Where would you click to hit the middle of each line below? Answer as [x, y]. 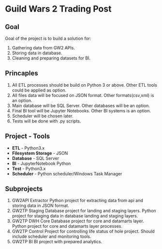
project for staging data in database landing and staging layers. [75, 216]
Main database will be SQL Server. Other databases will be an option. [81, 106]
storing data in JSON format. [40, 206]
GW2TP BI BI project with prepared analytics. [57, 242]
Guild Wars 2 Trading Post [58, 9]
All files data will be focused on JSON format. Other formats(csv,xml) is [83, 95]
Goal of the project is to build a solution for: [48, 38]
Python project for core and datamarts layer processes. [67, 226]
